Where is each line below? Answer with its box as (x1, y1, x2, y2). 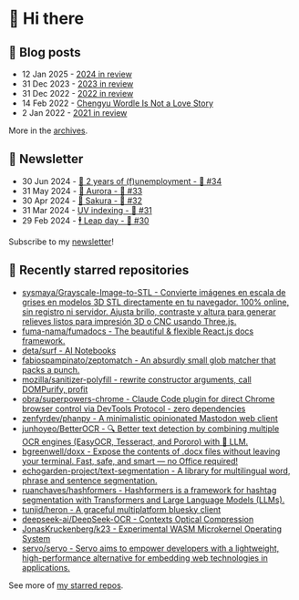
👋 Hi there (8, 8, 84, 29)
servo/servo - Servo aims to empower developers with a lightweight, (21, 543, 280, 553)
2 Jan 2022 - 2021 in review (21, 108, 128, 118)
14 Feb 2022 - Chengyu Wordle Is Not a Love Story (21, 98, 214, 109)
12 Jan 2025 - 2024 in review (21, 68, 133, 79)
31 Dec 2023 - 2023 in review (21, 78, 134, 89)
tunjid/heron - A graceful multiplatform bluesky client (21, 503, 222, 514)
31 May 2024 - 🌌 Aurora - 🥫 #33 (21, 185, 143, 196)
